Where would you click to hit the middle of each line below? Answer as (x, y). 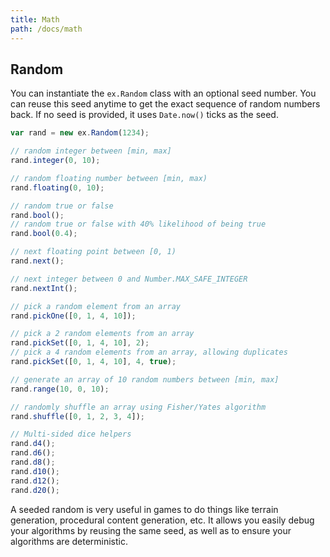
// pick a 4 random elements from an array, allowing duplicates (149, 352)
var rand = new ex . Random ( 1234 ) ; (80, 133)
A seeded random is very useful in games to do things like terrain (144, 509)
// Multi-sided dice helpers (71, 434)
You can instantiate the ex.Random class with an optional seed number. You (163, 93)
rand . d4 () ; (33, 444)
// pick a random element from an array (96, 306)
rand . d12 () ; (35, 481)
